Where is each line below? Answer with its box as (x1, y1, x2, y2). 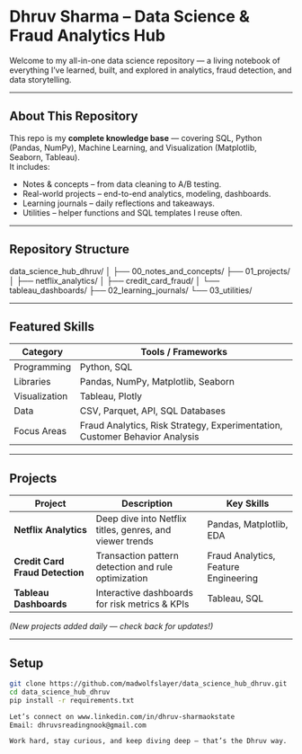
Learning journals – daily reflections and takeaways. (22, 198, 216, 208)
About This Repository (9, 109, 138, 124)
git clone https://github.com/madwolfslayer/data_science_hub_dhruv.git (9, 679, 288, 688)
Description (120, 497, 173, 510)
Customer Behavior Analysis (79, 430, 200, 443)
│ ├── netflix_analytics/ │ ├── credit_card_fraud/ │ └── (9, 275, 220, 286)
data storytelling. (9, 74, 72, 84)
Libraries (13, 376, 51, 388)
